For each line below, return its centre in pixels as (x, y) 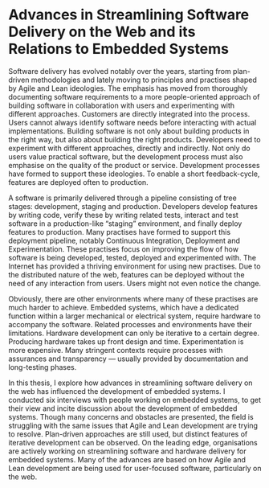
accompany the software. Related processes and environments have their (130, 324)
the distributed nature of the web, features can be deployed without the (126, 274)
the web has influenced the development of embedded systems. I (117, 391)
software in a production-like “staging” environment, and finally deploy (125, 223)
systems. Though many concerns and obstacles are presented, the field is (131, 416)
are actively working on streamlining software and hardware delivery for (127, 451)
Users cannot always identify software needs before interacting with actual (132, 122)
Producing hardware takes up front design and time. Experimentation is (126, 341)
